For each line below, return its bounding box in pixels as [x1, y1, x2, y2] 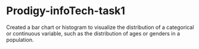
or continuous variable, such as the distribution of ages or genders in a [6, 30, 181, 37]
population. [6, 36, 34, 43]
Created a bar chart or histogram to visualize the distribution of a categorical [6, 24, 194, 31]
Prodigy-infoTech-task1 [6, 4, 126, 18]
